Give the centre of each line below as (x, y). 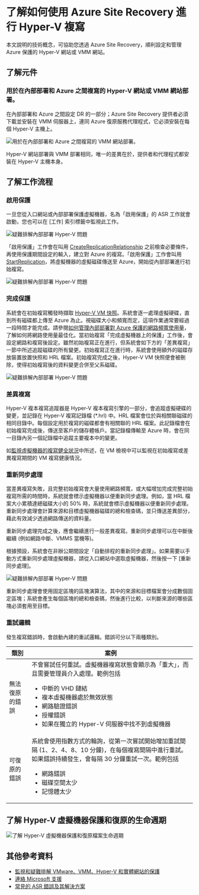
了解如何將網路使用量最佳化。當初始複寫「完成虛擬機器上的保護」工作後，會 (99, 335)
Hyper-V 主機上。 (34, 129)
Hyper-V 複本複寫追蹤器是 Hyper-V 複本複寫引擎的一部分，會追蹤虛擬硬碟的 (99, 408)
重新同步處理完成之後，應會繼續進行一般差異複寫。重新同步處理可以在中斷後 (99, 531)
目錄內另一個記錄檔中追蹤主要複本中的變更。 (65, 437)
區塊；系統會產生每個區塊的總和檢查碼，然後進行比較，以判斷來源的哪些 (99, 599)
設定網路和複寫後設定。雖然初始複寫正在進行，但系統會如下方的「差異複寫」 (99, 342)
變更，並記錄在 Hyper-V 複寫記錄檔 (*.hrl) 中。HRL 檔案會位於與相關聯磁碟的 (99, 415)
